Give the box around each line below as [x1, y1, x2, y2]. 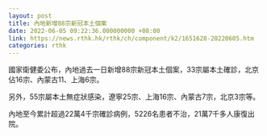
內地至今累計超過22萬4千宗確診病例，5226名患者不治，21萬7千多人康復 [8, 109, 248, 119]
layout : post [8, 11, 52, 20]
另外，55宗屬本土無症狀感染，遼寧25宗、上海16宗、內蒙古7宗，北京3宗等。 [8, 92, 261, 101]
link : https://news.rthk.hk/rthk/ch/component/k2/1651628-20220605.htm [8, 34, 254, 43]
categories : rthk [8, 42, 67, 50]
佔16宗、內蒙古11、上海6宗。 [8, 75, 104, 84]
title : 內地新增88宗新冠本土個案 [8, 19, 107, 27]
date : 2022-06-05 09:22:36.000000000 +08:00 [8, 27, 161, 35]
